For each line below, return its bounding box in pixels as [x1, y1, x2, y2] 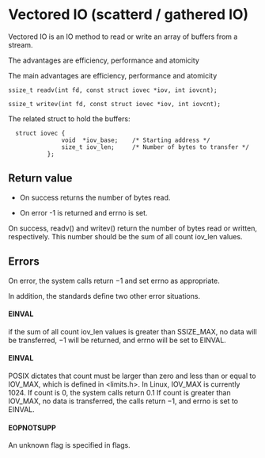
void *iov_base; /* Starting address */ [61, 136, 211, 144]
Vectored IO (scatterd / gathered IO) [8, 6, 249, 24]
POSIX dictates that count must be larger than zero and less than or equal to [8, 371, 256, 380]
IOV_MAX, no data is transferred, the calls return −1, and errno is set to [8, 396, 239, 406]
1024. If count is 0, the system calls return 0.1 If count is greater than [8, 387, 231, 397]
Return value [8, 172, 73, 185]
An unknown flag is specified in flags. [8, 441, 131, 450]
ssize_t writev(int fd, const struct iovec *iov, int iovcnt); [8, 100, 221, 108]
